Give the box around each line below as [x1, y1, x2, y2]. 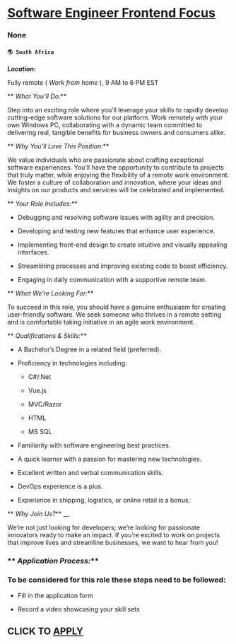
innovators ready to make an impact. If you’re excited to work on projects [7, 531, 220, 539]
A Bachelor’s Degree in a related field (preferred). [17, 345, 161, 354]
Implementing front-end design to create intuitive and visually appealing [17, 240, 228, 249]
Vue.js [28, 387, 47, 395]
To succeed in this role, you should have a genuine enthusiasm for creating [7, 303, 226, 312]
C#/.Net [28, 373, 52, 381]
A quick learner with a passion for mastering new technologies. [17, 455, 202, 464]
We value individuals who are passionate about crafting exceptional [7, 156, 203, 164]
